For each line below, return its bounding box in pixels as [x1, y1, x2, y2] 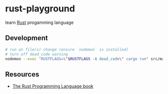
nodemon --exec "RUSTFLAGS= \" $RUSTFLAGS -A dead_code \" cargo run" [5, 56, 149, 61]
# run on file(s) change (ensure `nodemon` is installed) [5, 47, 128, 52]
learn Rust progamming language [5, 19, 74, 25]
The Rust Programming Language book [12, 83, 93, 90]
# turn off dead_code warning [5, 52, 68, 57]
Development [5, 34, 48, 42]
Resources [5, 70, 39, 79]
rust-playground [5, 3, 75, 14]
